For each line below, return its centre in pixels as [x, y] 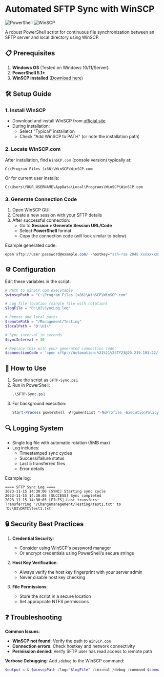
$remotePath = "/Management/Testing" [43, 322]
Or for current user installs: [32, 178]
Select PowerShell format [45, 231]
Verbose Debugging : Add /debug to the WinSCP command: [65, 661]
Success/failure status [42, 458]
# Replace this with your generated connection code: [61, 349]
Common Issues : [22, 631]
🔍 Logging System [34, 429]
